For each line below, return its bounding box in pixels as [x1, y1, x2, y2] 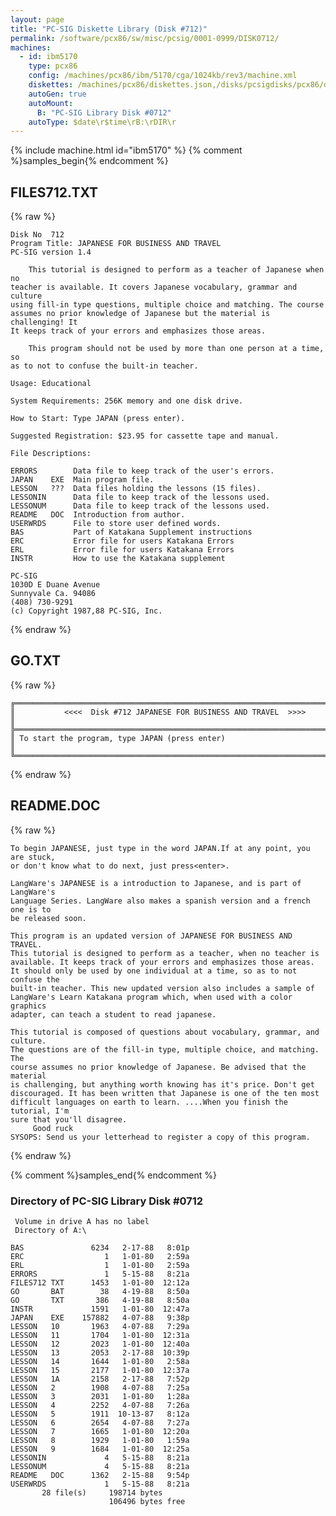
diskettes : [28, 80, 74, 90]
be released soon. [10, 913, 87, 923]
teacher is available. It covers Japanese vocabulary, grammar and [10, 282, 298, 293]
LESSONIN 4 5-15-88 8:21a [10, 1452, 190, 1463]
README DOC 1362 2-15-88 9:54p [10, 1470, 190, 1480]
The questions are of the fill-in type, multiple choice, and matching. [10, 1044, 320, 1055]
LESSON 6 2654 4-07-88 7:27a [10, 1417, 190, 1428]
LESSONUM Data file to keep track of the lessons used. [10, 501, 271, 511]
